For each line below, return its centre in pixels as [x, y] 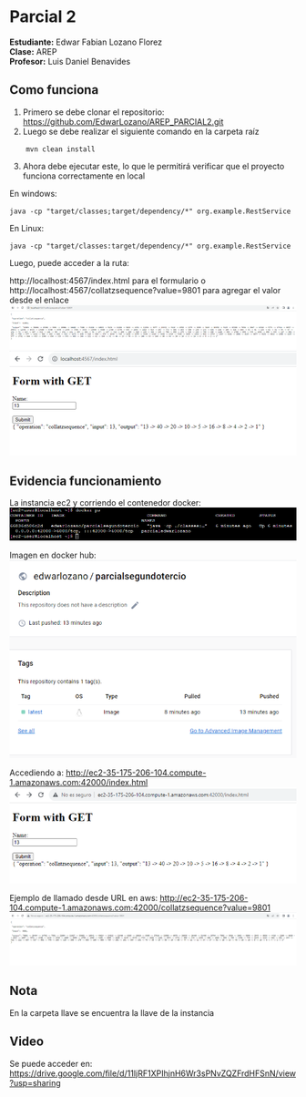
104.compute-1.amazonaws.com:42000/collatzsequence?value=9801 [140, 907]
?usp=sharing [35, 1082]
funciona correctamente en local [84, 176]
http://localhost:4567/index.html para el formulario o [108, 281]
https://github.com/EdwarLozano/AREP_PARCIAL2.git [123, 121]
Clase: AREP [33, 51]
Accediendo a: [37, 773]
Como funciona [54, 90]
